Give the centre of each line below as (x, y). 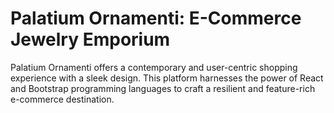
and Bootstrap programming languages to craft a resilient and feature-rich (163, 88)
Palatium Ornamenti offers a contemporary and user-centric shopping (154, 67)
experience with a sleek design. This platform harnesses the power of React (167, 78)
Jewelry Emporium (90, 39)
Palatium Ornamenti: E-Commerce (156, 18)
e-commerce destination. (62, 99)
